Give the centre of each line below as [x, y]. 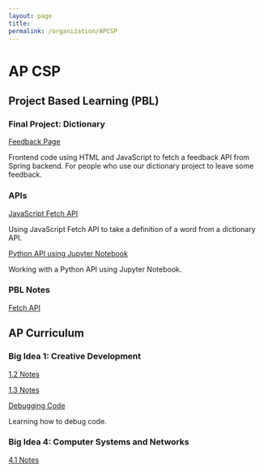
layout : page [30, 16]
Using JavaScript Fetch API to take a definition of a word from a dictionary [132, 229]
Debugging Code [37, 405]
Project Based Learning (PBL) [84, 101]
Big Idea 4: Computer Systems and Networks [99, 442]
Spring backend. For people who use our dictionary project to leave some [131, 166]
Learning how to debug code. [57, 421]
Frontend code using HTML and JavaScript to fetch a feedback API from [129, 157]
